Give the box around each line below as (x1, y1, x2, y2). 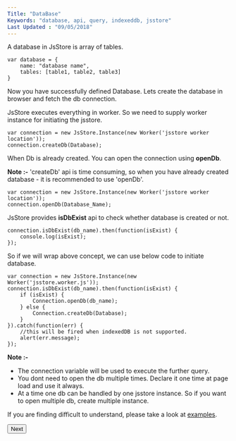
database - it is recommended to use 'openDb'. (7, 175, 144, 184)
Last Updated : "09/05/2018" (7, 23, 93, 30)
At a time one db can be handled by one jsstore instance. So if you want (17, 389, 227, 398)
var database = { (7, 56, 58, 63)
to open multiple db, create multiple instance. (17, 397, 149, 405)
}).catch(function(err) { (7, 322, 83, 330)
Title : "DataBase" (7, 10, 61, 18)
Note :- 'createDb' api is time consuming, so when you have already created (7, 168, 229, 176)
